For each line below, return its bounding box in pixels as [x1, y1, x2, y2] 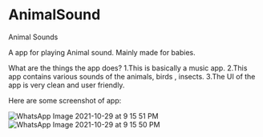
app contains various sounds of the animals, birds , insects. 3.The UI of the [8, 71, 256, 81]
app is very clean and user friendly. [8, 80, 125, 90]
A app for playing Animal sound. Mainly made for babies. [8, 47, 196, 57]
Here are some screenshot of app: [8, 95, 122, 105]
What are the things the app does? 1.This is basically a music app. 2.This [8, 62, 248, 73]
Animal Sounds [8, 32, 59, 42]
